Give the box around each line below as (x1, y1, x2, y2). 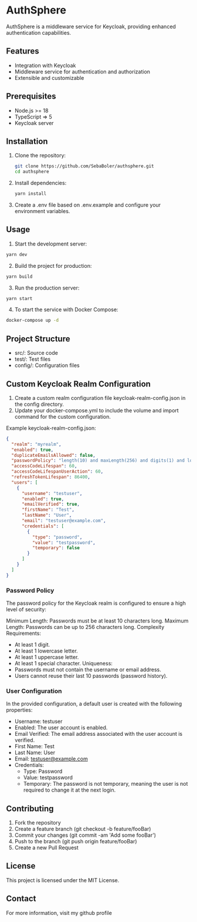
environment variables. (14, 208, 70, 214)
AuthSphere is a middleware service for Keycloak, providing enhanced (6, 23, 176, 30)
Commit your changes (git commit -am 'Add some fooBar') (14, 832, 157, 839)
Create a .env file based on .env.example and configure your (14, 201, 161, 208)
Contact (6, 894, 36, 904)
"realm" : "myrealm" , (11, 441, 62, 447)
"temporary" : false (32, 545, 80, 551)
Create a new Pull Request (14, 844, 79, 852)
